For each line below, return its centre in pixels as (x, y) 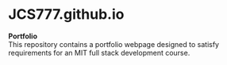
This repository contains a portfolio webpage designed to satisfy (114, 44)
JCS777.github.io (66, 14)
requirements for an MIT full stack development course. (99, 52)
